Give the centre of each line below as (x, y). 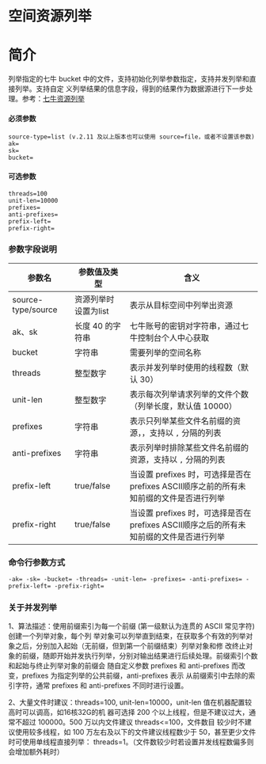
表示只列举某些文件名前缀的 (181, 420)
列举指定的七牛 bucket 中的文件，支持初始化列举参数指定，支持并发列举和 (129, 79)
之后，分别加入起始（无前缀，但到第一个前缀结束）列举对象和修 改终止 (130, 646)
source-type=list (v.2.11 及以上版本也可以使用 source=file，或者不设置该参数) (131, 137)
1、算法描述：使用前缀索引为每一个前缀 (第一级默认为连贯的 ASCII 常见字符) (132, 626)
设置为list (91, 311)
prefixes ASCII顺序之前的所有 (184, 486)
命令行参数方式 (37, 562)
